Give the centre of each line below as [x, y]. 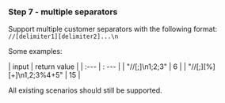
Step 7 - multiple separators [63, 12]
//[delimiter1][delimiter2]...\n [63, 37]
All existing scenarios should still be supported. [85, 90]
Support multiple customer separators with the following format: [113, 29]
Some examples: [35, 51]
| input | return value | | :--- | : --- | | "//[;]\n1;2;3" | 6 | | [97, 67]
